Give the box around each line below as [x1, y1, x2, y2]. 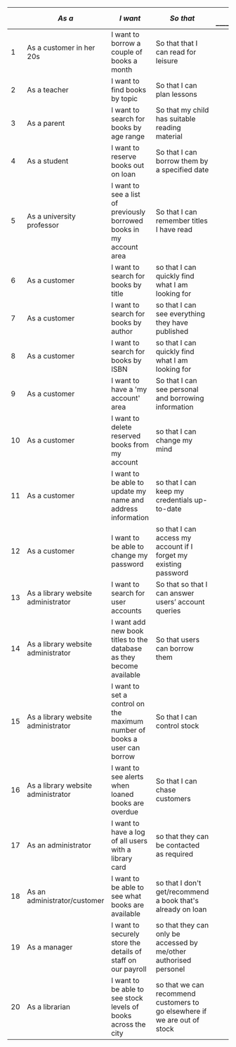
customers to [155, 998, 199, 1007]
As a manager [27, 942, 73, 951]
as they [111, 653, 136, 662]
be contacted [155, 840, 200, 850]
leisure [155, 56, 178, 65]
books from [111, 440, 150, 449]
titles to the [111, 635, 148, 644]
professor [27, 221, 60, 230]
